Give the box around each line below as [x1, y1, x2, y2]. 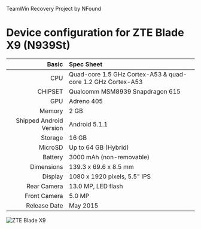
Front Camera [25, 191, 63, 200]
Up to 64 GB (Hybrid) [68, 143, 129, 151]
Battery [42, 153, 63, 161]
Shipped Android [16, 116, 63, 125]
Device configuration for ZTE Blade [6, 26, 184, 39]
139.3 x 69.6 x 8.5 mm [68, 162, 135, 171]
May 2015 [68, 201, 99, 209]
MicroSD [38, 143, 63, 151]
